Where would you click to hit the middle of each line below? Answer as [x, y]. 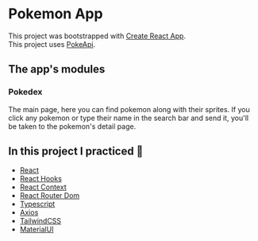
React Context [43, 187]
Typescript [37, 204]
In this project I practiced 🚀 [76, 152]
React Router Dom [50, 196]
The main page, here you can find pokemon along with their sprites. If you [129, 109]
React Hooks [40, 179]
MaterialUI [37, 229]
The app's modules [57, 70]
